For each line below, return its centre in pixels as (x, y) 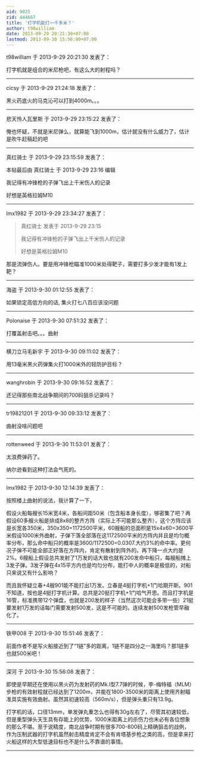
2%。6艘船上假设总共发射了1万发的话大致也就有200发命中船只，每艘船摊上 (99, 558)
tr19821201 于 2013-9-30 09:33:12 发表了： (59, 413)
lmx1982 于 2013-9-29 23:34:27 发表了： (57, 213)
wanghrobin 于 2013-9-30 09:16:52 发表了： (60, 382)
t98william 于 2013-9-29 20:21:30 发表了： (58, 57)
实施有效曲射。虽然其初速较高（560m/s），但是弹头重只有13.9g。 (96, 699)
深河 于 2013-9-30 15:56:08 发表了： (51, 672)
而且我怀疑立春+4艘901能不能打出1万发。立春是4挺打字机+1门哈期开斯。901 (99, 585)
